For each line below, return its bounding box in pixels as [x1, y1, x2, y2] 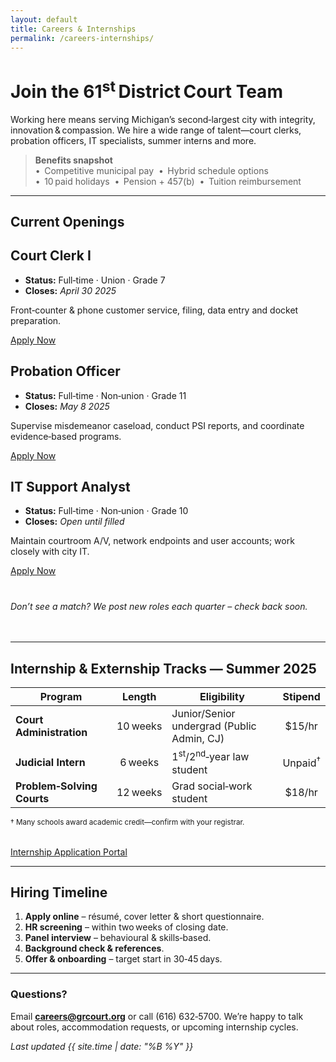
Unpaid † [282, 754, 321, 770]
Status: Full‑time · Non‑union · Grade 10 [24, 505, 189, 517]
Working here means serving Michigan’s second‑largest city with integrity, [10, 113, 316, 125]
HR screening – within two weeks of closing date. [24, 921, 229, 933]
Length [121, 690, 157, 704]
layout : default [10, 14, 78, 25]
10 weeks [116, 719, 163, 733]
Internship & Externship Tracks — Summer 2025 [10, 660, 317, 677]
